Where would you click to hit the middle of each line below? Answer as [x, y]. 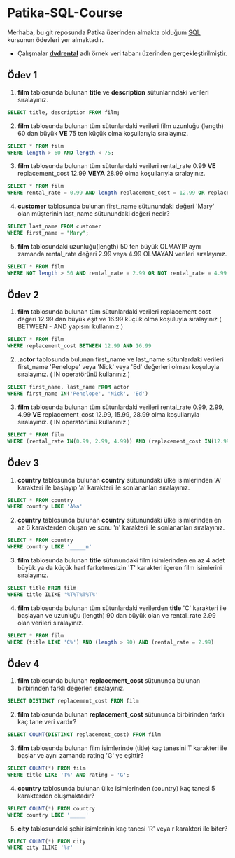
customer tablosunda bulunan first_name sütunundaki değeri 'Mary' [116, 206]
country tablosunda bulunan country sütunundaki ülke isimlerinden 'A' [119, 480]
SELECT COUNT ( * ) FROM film [47, 768]
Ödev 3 [23, 463]
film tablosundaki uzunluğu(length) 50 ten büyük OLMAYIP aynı [109, 246]
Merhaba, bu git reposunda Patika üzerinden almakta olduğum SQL [104, 32]
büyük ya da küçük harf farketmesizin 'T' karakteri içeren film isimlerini [120, 568]
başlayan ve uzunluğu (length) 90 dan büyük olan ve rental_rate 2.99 [116, 615]
